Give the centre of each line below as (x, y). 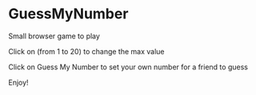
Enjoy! (19, 82)
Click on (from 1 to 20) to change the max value (86, 51)
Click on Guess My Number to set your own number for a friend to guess (128, 67)
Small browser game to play (54, 36)
